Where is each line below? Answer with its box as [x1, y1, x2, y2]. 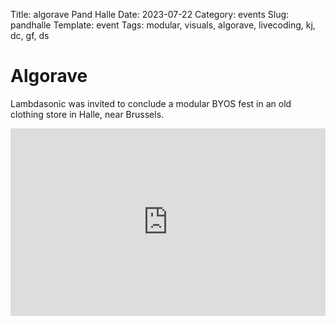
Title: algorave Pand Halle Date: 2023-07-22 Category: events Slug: [10, 9, 290, 20]
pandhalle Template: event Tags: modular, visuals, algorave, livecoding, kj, [10, 19, 316, 31]
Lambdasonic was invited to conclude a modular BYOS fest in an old [10, 97, 292, 109]
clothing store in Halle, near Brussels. [10, 108, 165, 120]
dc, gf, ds [10, 30, 50, 41]
